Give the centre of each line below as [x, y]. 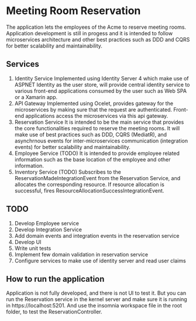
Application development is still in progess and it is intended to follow [90, 33]
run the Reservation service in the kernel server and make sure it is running [97, 299]
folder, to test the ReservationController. [54, 312]
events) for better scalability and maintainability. [72, 147]
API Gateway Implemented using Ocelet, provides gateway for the [94, 103]
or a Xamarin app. [36, 97]
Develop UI [28, 242]
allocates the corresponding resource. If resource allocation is [90, 184]
